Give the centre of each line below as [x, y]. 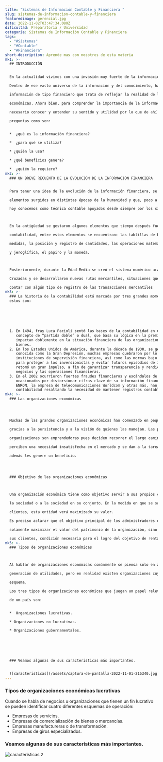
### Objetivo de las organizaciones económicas [58, 477]
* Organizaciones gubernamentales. [45, 631]
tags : [10, 37]
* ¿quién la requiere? [33, 169]
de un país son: [26, 600]
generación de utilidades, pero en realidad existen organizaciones [80, 574]
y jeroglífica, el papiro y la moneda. [50, 252]
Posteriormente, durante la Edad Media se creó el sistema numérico [80, 270]
